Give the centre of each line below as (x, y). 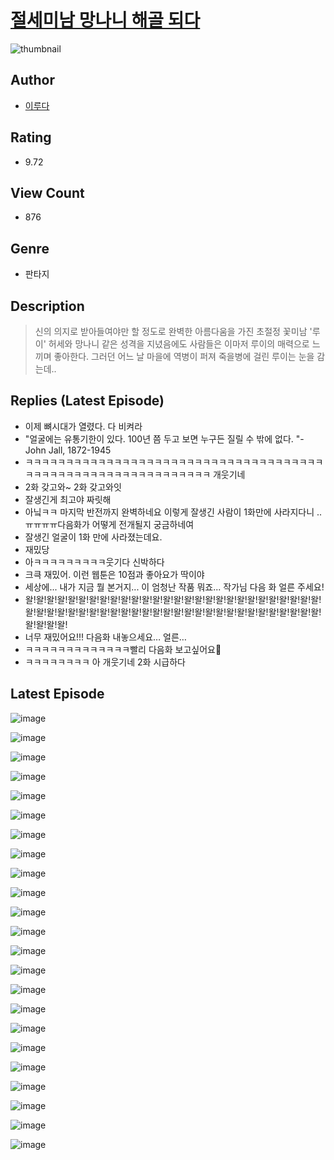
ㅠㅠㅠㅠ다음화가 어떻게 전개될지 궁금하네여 (109, 524)
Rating (31, 137)
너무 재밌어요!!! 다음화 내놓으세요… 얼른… (105, 637)
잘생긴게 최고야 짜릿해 (68, 499)
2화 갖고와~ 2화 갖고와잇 (73, 487)
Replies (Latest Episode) (87, 401)
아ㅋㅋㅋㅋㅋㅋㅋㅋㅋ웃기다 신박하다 (94, 562)
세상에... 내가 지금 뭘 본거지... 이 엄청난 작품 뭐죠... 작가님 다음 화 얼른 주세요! (174, 587)
